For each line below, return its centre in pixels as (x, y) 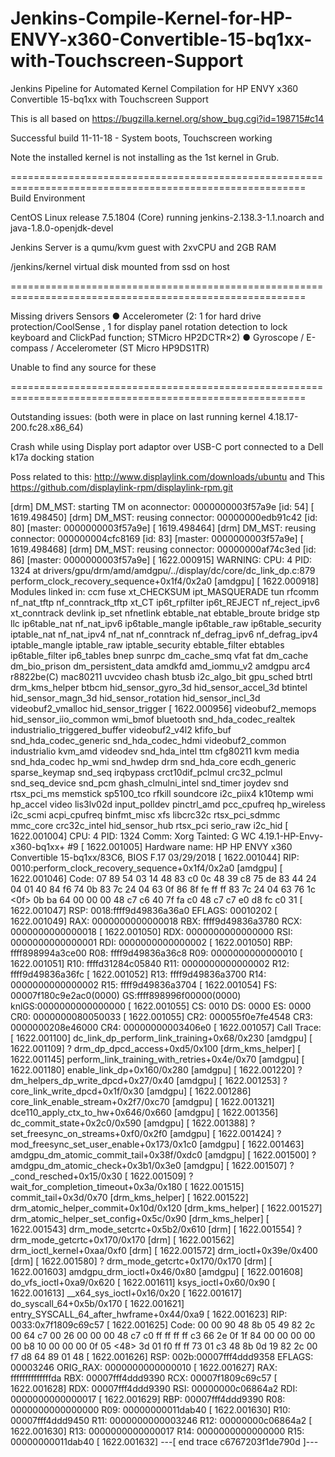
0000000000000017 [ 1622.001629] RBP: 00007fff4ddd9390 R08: (148, 1399)
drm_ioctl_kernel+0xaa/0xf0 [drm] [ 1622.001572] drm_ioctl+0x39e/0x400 (164, 1250)
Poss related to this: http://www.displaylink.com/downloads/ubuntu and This (168, 476)
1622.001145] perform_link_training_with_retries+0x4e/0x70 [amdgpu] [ (157, 1059)
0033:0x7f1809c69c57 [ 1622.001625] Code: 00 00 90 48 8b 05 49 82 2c (163, 1324)
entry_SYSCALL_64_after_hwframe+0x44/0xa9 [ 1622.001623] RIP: (149, 1314)
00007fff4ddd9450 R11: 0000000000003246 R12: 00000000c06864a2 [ (161, 1420)
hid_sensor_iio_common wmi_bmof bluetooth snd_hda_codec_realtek (153, 719)
